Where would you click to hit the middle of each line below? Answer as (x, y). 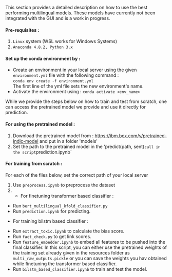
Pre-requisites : (22, 30)
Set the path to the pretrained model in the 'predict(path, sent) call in (87, 146)
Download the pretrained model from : (53, 136)
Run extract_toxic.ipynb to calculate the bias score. (69, 231)
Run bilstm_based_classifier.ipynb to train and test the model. (80, 269)
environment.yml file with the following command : (66, 75)
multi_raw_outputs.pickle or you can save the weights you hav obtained (90, 258)
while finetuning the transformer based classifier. (65, 264)
